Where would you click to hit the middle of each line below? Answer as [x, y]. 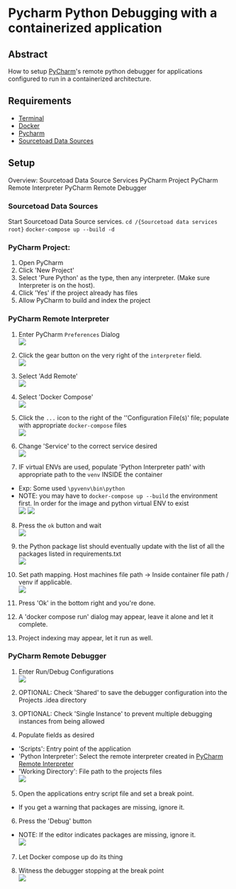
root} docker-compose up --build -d [62, 229]
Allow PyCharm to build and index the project [84, 301]
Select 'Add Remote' [48, 376]
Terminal [31, 118]
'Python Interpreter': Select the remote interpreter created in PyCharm [121, 756]
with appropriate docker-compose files [72, 425]
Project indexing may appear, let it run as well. [85, 638]
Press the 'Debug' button [55, 821]
